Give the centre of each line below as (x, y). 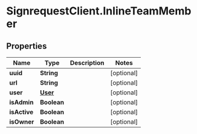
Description (87, 63)
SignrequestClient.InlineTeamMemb (99, 11)
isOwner (22, 122)
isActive (21, 112)
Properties (27, 46)
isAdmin (21, 102)
